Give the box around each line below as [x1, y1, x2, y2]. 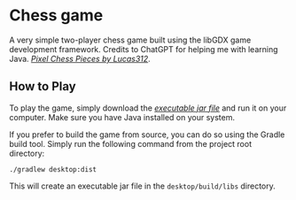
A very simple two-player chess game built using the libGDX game [9, 35, 252, 45]
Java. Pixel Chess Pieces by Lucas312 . [9, 53, 151, 64]
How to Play [9, 79, 77, 94]
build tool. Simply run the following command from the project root [9, 138, 253, 149]
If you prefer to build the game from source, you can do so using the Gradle [9, 129, 285, 140]
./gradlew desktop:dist [9, 165, 97, 173]
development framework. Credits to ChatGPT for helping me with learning [9, 43, 278, 54]
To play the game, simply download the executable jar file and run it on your [9, 103, 287, 113]
